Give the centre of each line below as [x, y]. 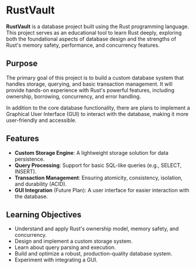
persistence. [30, 159]
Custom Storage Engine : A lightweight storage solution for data [91, 152]
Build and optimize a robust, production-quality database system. [93, 254]
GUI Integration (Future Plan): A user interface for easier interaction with [102, 190]
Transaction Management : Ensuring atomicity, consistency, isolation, [99, 178]
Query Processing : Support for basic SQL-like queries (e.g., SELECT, [98, 165]
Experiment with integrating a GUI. [56, 260]
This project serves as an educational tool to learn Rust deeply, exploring [94, 32]
